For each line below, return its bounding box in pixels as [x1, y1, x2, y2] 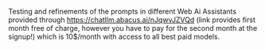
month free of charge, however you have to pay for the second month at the [8, 24, 258, 32]
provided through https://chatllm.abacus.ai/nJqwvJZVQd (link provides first [8, 15, 256, 24]
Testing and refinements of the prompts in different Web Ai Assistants [8, 7, 237, 16]
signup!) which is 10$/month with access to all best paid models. [8, 32, 220, 41]
